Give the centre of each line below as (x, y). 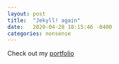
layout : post (27, 14)
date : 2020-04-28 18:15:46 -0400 (60, 27)
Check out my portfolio (41, 53)
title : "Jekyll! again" (44, 20)
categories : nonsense (39, 33)
